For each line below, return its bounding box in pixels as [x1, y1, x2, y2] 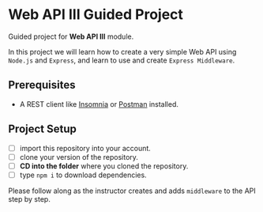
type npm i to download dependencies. [19, 170, 148, 180]
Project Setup [8, 123, 77, 136]
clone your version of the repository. [19, 152, 138, 161]
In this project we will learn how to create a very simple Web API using [8, 47, 237, 56]
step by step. [8, 194, 51, 203]
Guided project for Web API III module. [8, 32, 134, 41]
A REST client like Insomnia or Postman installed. [19, 99, 179, 108]
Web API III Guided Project [8, 6, 184, 24]
